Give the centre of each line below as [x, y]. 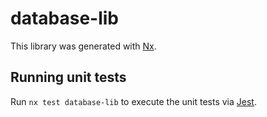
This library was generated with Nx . [83, 46]
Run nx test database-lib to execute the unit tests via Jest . [133, 101]
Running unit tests [68, 77]
